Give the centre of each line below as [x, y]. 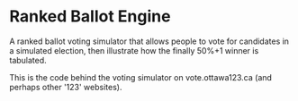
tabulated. [28, 60]
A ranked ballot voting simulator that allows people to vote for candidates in [149, 41]
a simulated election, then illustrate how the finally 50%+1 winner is [134, 50]
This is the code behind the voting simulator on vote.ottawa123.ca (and [141, 77]
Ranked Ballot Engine [90, 17]
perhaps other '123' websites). [66, 87]
